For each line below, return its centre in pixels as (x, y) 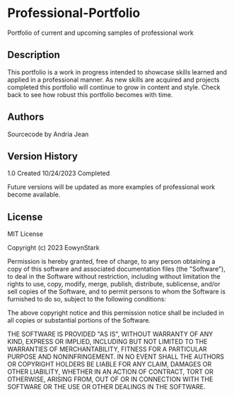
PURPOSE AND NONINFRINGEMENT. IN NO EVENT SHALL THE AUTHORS (116, 357)
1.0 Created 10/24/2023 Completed (59, 173)
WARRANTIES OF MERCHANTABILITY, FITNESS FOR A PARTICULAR (107, 350)
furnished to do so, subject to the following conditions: (87, 299)
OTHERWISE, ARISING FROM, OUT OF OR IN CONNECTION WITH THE (110, 379)
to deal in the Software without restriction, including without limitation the (114, 276)
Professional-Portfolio (74, 13)
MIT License (25, 234)
